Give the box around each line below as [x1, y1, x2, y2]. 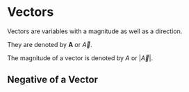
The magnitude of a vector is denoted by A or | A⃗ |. [7, 53, 154, 62]
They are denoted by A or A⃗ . [7, 40, 92, 48]
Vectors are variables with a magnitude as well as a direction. [7, 27, 183, 35]
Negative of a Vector [7, 74, 99, 86]
